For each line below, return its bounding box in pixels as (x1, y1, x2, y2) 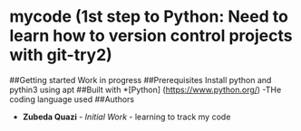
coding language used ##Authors (9, 93, 135, 105)
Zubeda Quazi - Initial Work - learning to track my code (22, 111, 231, 122)
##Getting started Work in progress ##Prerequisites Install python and (9, 74, 272, 85)
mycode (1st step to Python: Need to (9, 6, 288, 27)
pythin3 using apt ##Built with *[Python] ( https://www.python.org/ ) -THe (9, 84, 282, 95)
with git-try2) (9, 45, 113, 65)
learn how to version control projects (9, 25, 293, 46)
